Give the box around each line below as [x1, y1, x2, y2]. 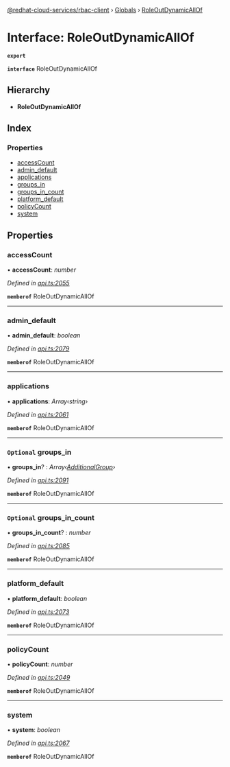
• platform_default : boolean [7, 594, 88, 602]
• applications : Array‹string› [7, 397, 88, 405]
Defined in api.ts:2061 [7, 410, 69, 418]
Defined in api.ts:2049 [7, 673, 71, 681]
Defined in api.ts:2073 [7, 607, 70, 616]
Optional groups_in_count [7, 512, 94, 522]
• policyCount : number [7, 660, 73, 668]
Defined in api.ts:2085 [7, 542, 71, 550]
